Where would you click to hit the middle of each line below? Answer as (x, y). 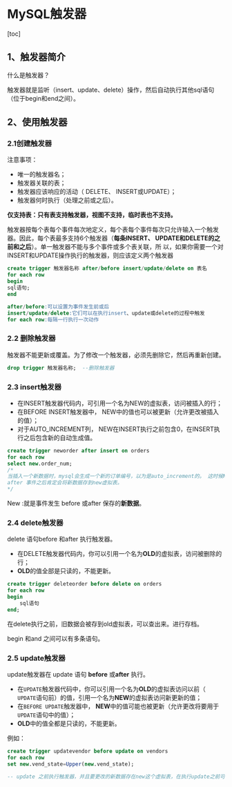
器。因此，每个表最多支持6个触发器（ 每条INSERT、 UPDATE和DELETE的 (111, 238)
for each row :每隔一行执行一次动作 (53, 319)
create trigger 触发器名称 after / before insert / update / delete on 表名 (107, 269)
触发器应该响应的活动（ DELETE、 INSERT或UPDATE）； (97, 192)
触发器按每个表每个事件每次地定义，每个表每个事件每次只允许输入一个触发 (113, 230)
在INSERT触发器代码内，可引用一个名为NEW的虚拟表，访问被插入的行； (120, 403)
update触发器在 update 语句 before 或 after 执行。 (78, 674)
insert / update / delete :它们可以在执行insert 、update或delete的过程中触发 (106, 313)
